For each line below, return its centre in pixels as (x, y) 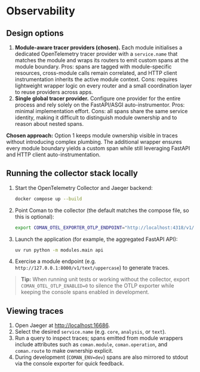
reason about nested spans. (49, 124)
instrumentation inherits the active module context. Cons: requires (96, 79)
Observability (41, 11)
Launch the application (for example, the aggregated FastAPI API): (96, 239)
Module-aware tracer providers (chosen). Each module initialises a (99, 47)
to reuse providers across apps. (54, 92)
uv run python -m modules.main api (59, 250)
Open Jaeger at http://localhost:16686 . (62, 325)
